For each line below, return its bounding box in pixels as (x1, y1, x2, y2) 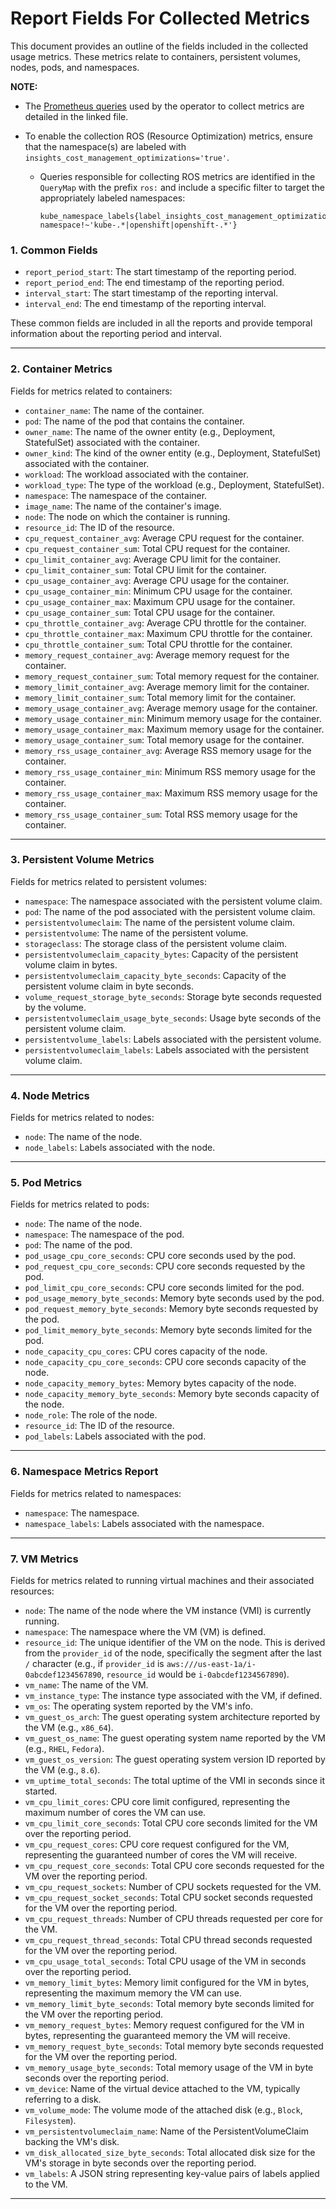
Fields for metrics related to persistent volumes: (10, 875, 208, 887)
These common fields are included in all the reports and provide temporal (10, 317, 313, 329)
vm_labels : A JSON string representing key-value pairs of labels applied (24, 2168, 320, 2180)
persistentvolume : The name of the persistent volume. (24, 927, 249, 939)
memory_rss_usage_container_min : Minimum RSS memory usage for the (24, 765, 316, 777)
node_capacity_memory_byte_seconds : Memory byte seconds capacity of (24, 1388, 320, 1400)
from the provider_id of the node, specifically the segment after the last (24, 1647, 322, 1659)
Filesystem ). (24, 2115, 77, 2127)
